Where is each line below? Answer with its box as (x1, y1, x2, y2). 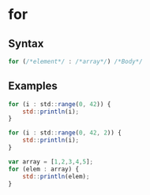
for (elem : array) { (8, 165, 80, 173)
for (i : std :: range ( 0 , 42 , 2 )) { (8, 129, 122, 137)
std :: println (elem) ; (22, 172, 90, 180)
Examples (8, 79, 58, 93)
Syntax (8, 37, 44, 50)
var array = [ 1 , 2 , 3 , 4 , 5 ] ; (8, 157, 93, 166)
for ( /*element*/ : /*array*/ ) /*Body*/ (8, 57, 144, 65)
